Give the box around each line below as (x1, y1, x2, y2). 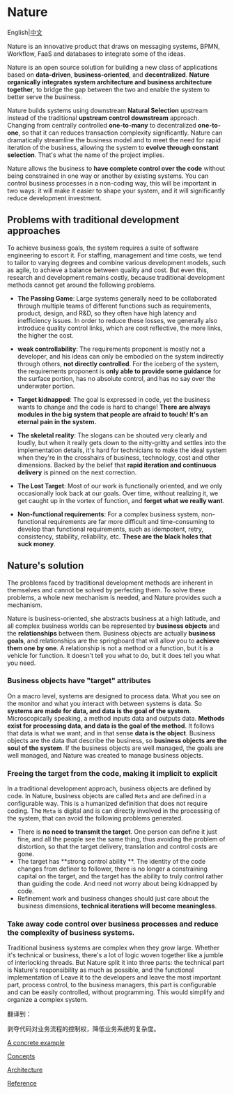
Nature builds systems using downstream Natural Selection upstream (7, 106, 208, 114)
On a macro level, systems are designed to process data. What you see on (7, 691, 221, 700)
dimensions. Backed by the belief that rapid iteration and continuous (17, 460, 217, 469)
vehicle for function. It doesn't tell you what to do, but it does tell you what (7, 651, 221, 659)
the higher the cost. (17, 331, 75, 339)
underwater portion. (17, 382, 75, 390)
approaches (7, 225, 61, 237)
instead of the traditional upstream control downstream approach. (7, 113, 200, 122)
